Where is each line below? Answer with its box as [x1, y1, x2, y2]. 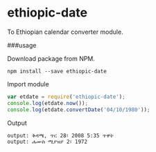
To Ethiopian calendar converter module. [7, 28, 123, 36]
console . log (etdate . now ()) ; [7, 99, 89, 106]
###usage [7, 41, 37, 49]
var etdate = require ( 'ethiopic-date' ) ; [7, 93, 126, 100]
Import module [7, 79, 50, 88]
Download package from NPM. [7, 54, 96, 63]
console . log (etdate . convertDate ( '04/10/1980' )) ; [7, 106, 150, 113]
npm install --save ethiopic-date [7, 68, 107, 75]
